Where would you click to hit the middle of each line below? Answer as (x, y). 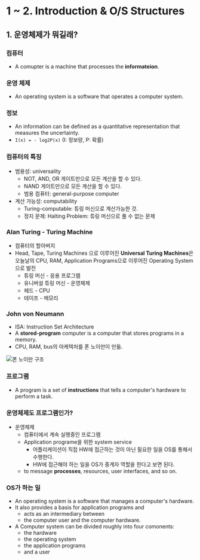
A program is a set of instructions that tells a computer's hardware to (100, 389)
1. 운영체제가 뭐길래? (42, 34)
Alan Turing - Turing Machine (50, 232)
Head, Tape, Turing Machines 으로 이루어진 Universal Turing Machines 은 (104, 253)
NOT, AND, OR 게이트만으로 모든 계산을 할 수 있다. (83, 178)
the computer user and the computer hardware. (82, 520)
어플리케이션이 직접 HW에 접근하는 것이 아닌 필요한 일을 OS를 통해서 (113, 449)
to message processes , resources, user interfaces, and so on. (100, 471)
